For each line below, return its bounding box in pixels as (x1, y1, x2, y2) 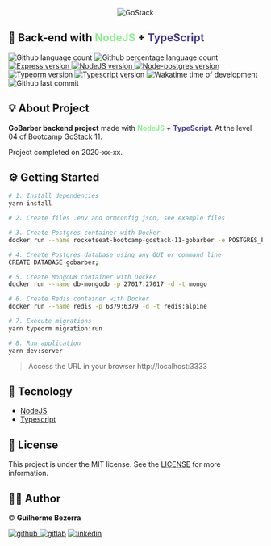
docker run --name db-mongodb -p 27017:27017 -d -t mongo (8, 280, 207, 288)
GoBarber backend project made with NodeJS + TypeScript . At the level (8, 123, 252, 132)
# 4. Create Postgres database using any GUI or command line (8, 250, 222, 258)
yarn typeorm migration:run (8, 324, 103, 333)
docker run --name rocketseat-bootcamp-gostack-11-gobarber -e (8, 236, 226, 244)
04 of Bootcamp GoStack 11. (8, 132, 102, 141)
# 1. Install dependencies (8, 192, 99, 200)
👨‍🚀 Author (8, 491, 61, 505)
